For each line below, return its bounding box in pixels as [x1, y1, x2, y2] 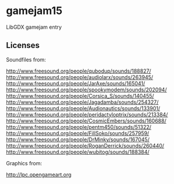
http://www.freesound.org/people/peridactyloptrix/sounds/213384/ [6, 111, 168, 118]
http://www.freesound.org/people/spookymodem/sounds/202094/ [6, 86, 168, 93]
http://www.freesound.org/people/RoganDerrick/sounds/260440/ [6, 142, 165, 149]
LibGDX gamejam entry [6, 23, 62, 30]
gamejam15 [6, 4, 62, 18]
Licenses [6, 40, 40, 50]
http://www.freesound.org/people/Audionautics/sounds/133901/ [6, 104, 161, 112]
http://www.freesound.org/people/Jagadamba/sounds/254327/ [6, 98, 159, 105]
